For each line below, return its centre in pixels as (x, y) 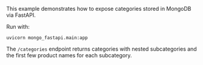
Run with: (18, 27)
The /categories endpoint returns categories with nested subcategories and (101, 49)
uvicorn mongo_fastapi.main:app (47, 38)
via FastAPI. (21, 15)
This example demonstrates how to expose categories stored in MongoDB (99, 9)
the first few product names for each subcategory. (69, 55)
